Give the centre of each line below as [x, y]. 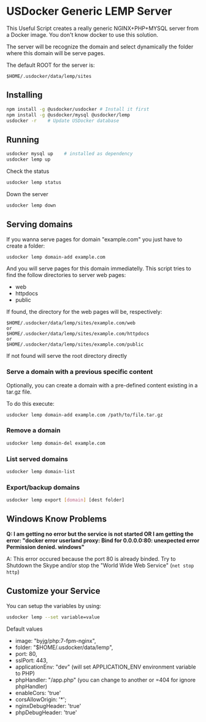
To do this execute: [31, 403]
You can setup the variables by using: [54, 606]
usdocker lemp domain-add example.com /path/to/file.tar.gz [85, 415]
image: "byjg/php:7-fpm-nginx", [55, 640]
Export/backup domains [43, 487]
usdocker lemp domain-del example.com [56, 443]
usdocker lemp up [29, 160]
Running [23, 139]
